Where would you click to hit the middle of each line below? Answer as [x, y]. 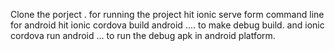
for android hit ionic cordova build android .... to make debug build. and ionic [167, 25]
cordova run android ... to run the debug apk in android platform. [143, 35]
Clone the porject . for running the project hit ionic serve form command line [167, 14]
